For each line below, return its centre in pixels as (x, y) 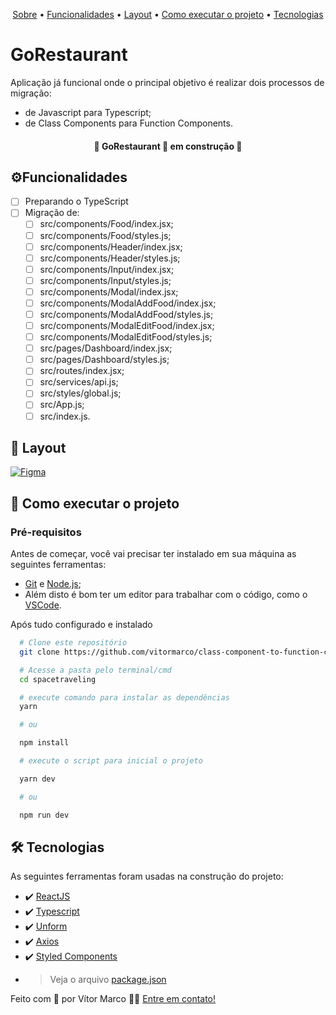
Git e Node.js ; (53, 584)
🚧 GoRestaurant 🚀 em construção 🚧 (168, 146)
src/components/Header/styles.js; (110, 258)
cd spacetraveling (58, 679)
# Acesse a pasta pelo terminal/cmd (95, 670)
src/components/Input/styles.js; (105, 280)
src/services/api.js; (79, 382)
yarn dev (37, 779)
